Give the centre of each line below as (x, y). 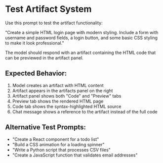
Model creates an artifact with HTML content (58, 85)
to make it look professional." (35, 43)
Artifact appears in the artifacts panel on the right (62, 91)
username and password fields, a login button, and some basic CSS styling (81, 38)
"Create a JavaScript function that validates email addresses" (75, 155)
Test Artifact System (48, 9)
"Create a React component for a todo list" (56, 139)
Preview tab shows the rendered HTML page (58, 101)
